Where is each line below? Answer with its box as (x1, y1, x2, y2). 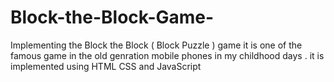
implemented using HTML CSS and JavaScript (10, 60, 202, 72)
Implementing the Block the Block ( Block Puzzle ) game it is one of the (10, 39, 303, 51)
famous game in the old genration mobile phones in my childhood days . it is (10, 49, 325, 61)
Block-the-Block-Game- (10, 6, 215, 29)
